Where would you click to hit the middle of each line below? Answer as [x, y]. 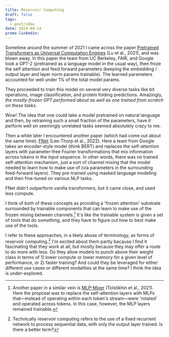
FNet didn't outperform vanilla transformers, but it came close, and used [80, 188]
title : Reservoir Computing [35, 10]
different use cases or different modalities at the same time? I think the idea [83, 268]
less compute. [20, 193]
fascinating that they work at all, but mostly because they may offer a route [83, 246]
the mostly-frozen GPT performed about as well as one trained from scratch [84, 100]
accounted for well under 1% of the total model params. [63, 79]
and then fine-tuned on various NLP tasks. [49, 178]
